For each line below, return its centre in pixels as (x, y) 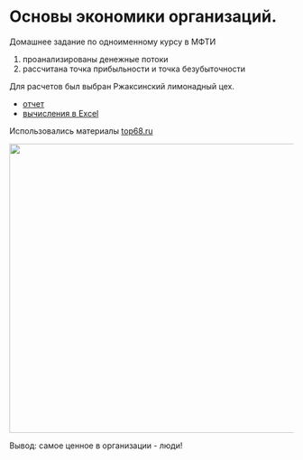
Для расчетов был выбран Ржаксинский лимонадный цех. (122, 86)
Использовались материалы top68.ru (81, 131)
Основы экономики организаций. (143, 17)
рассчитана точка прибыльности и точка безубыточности (134, 69)
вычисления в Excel (60, 113)
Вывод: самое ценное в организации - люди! (96, 446)
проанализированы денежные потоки (95, 59)
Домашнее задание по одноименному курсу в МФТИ (113, 42)
